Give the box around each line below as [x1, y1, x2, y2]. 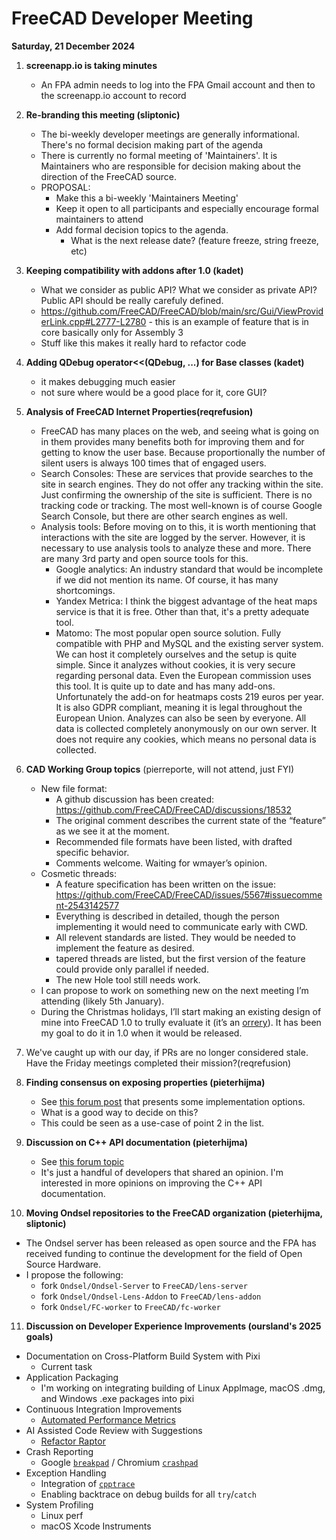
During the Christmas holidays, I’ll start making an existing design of [40, 1005, 322, 1017]
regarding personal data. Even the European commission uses [55, 669, 312, 681]
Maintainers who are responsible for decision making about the [40, 160, 301, 172]
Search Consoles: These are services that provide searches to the [40, 467, 314, 479]
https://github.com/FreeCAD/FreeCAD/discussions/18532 [55, 803, 292, 816]
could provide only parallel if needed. [55, 963, 209, 975]
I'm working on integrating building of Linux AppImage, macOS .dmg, [40, 1382, 326, 1394]
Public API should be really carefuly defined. [40, 294, 224, 306]
